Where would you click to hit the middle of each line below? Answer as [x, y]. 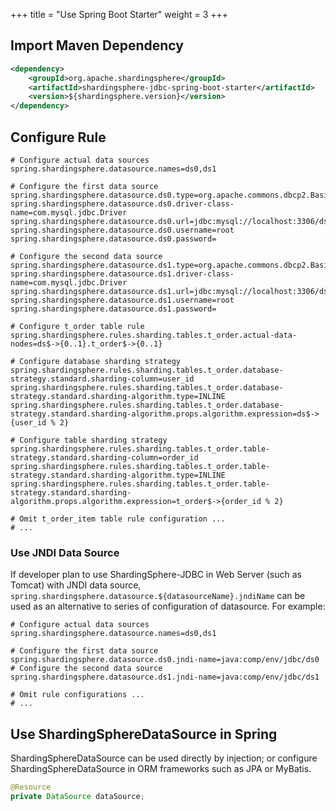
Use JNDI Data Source [65, 552]
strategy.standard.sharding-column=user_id [102, 379]
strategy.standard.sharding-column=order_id [104, 458]
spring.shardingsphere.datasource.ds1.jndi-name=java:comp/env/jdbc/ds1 [165, 677]
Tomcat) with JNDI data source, [76, 585]
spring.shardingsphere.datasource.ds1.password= [113, 309]
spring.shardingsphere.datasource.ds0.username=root [122, 230]
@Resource [31, 787]
